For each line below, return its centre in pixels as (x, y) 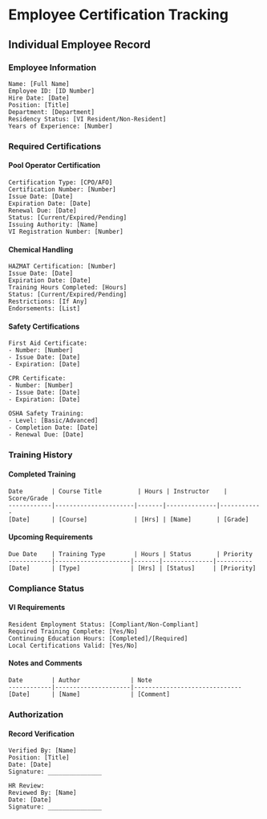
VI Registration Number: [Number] (66, 231)
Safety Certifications (44, 326)
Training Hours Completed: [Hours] (68, 288)
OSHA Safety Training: (46, 414)
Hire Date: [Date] (39, 98)
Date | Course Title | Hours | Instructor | (118, 491)
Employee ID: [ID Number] (51, 91)
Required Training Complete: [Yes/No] (73, 631)
